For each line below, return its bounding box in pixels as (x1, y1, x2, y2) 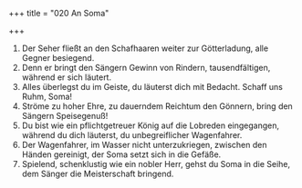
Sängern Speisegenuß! (21, 111, 109, 121)
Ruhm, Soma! (21, 91, 73, 102)
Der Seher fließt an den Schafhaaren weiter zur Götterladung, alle (21, 43, 269, 54)
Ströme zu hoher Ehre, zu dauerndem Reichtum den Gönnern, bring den (21, 101, 293, 112)
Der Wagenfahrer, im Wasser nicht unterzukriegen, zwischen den (21, 140, 267, 150)
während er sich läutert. (21, 72, 111, 83)
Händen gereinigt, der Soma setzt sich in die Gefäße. (21, 149, 222, 160)
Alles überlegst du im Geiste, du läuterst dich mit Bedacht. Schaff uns (21, 82, 284, 92)
